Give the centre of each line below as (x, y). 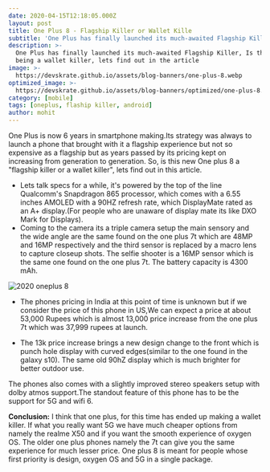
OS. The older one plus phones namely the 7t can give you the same (122, 442)
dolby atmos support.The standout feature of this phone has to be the (124, 393)
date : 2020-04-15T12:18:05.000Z (62, 16)
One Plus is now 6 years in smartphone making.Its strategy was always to (130, 136)
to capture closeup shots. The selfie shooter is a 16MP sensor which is (137, 253)
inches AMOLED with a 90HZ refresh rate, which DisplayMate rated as (136, 202)
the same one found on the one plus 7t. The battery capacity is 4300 (134, 262)
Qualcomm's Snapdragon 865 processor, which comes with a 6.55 (130, 194)
